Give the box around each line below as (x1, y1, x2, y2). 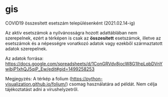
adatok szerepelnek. (5, 45, 48, 51)
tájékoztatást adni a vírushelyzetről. (5, 86, 79, 92)
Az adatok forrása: (5, 55, 44, 61)
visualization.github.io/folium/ (5, 81, 66, 87)
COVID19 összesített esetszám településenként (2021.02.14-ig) (5, 20, 135, 26)
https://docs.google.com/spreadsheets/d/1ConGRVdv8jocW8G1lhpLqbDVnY (5, 60, 163, 66)
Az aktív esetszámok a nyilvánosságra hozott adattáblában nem (5, 29, 137, 35)
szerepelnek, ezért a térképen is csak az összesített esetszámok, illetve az (5, 35, 161, 41)
